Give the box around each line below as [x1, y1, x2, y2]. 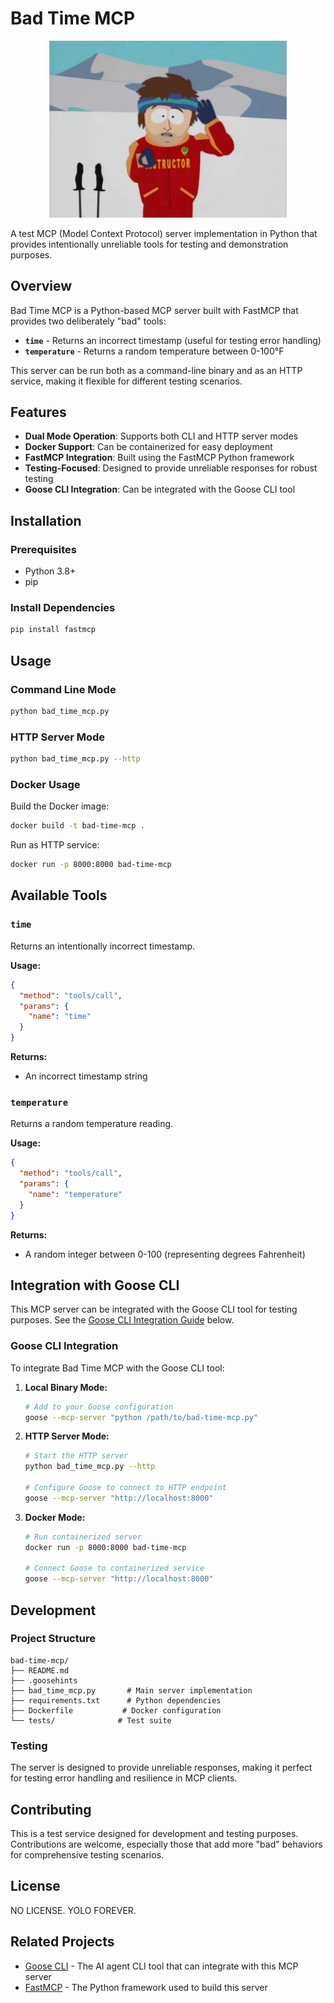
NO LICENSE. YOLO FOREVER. [10, 1904, 137, 1916]
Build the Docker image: [10, 800, 110, 812]
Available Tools [10, 887, 108, 904]
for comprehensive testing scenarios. [10, 1848, 165, 1861]
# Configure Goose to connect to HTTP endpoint [24, 1483, 227, 1493]
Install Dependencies [10, 601, 116, 615]
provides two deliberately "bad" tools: [10, 315, 167, 327]
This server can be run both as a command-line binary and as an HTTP [10, 364, 303, 376]
